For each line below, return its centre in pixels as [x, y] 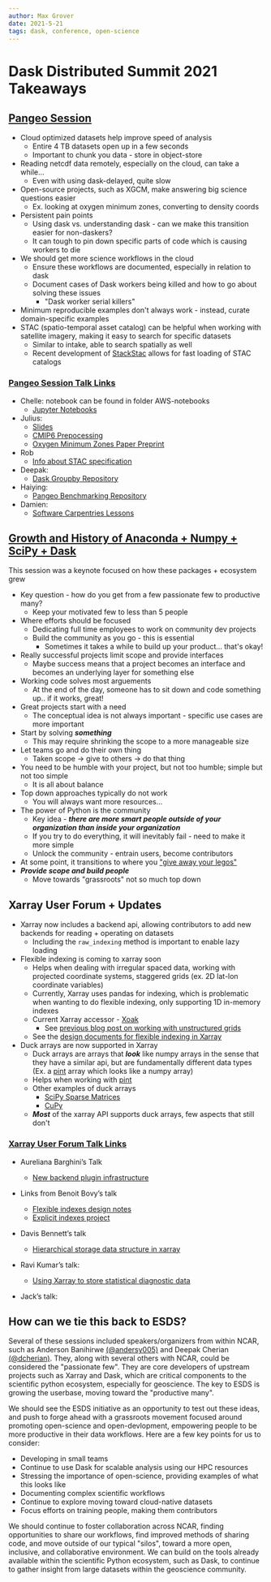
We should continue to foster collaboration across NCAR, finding [116, 1526]
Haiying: [34, 487]
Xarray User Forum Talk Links [68, 1144]
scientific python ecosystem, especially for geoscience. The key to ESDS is [134, 1384]
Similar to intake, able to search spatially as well [112, 345]
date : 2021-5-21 [36, 24]
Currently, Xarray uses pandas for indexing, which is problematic [140, 994]
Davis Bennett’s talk [53, 1233]
